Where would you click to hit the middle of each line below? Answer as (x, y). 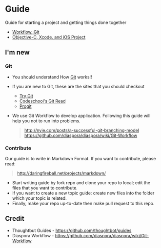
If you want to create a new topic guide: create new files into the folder (83, 193)
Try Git (26, 95)
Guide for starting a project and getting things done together (66, 22)
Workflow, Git (26, 32)
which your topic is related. (39, 198)
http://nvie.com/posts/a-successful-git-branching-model (81, 130)
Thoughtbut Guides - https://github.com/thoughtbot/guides (72, 230)
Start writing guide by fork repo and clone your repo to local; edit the (81, 182)
